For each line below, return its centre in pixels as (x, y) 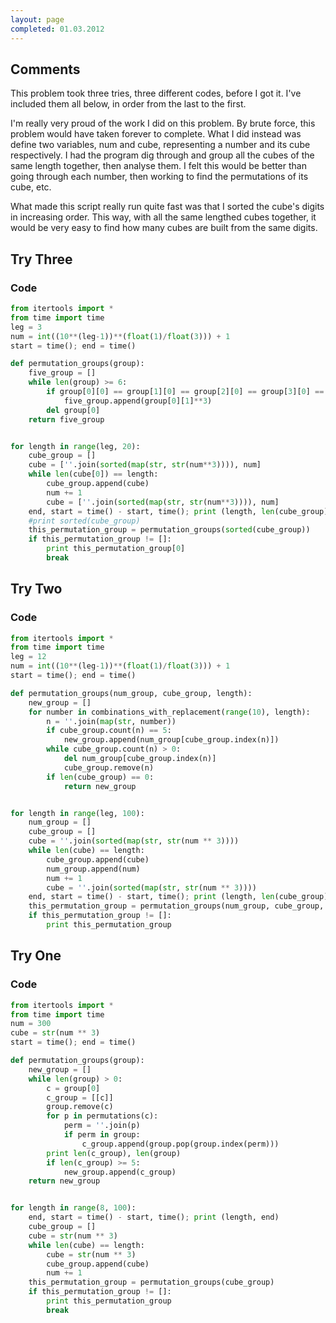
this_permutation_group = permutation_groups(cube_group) (151, 1282)
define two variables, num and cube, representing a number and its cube (160, 145)
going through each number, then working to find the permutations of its (159, 177)
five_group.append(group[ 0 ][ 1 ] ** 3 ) (138, 401)
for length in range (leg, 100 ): (77, 813)
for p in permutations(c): (102, 1116)
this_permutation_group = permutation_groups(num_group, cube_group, (176, 906)
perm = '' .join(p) (102, 1126)
